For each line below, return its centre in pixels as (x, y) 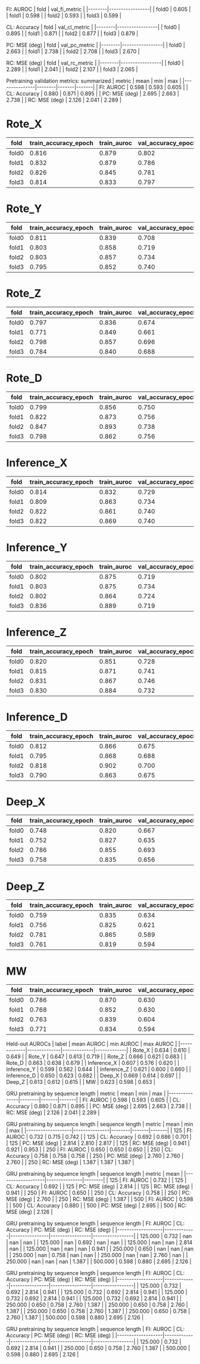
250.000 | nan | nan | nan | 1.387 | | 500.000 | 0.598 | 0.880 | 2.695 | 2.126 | (99, 1262)
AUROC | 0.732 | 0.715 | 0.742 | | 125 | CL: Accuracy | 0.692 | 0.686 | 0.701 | (99, 1137)
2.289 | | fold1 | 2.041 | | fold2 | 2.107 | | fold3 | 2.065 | (72, 69)
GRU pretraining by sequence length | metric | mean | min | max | (86, 1093)
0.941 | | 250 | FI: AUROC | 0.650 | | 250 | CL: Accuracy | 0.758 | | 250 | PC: (99, 1193)
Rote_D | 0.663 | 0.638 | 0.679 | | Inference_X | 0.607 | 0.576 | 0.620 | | (93, 1063)
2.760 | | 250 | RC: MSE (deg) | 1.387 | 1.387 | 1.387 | (70, 1162)
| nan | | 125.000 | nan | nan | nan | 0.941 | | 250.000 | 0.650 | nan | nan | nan (100, 1249)
